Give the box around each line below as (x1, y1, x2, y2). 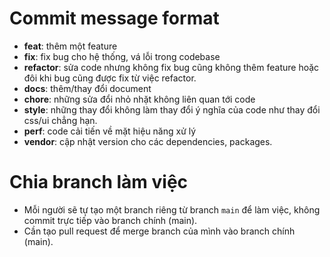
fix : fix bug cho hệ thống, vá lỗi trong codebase (23, 50, 221, 62)
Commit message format (9, 7, 220, 30)
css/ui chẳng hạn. (23, 114, 98, 126)
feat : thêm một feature (23, 40, 118, 52)
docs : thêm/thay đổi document (23, 82, 152, 94)
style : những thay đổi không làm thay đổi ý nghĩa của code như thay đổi (23, 103, 321, 116)
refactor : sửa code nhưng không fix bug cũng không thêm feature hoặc (23, 61, 320, 73)
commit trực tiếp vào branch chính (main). (23, 214, 198, 226)
